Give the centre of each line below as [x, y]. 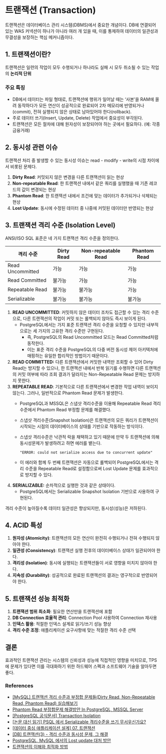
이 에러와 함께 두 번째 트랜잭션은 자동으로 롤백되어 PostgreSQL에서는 [86, 462]
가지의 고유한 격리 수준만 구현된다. [71, 331]
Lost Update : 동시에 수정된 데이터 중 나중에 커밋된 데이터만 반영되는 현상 [83, 208]
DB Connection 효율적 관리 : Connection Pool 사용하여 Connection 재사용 [84, 618]
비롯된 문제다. [23, 166]
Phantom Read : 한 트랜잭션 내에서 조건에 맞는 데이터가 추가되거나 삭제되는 [85, 195]
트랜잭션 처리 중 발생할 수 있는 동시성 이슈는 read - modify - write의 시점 [76, 160]
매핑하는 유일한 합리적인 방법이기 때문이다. [68, 356]
